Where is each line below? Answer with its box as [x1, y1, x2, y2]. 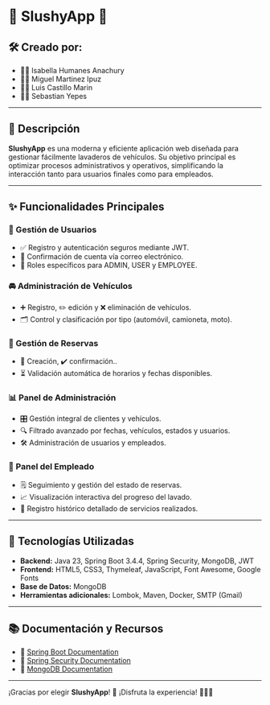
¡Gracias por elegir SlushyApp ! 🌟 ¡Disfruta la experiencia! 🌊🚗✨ [8, 687, 214, 697]
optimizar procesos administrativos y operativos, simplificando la [8, 160, 223, 170]
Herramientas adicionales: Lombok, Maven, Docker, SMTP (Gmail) [19, 590, 243, 600]
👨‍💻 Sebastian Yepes [19, 92, 87, 101]
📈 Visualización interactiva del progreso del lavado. [19, 492, 193, 501]
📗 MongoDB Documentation [19, 664, 113, 674]
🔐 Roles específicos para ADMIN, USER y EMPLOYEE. [19, 260, 198, 270]
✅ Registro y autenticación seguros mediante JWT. [19, 242, 190, 252]
